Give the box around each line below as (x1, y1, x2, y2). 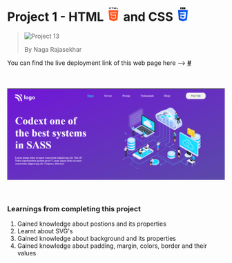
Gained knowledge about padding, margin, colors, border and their (17, 242, 207, 250)
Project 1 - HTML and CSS (7, 9, 174, 25)
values (17, 249, 37, 257)
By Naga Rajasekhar (23, 45, 82, 53)
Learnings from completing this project (7, 204, 142, 213)
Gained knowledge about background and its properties (17, 234, 176, 242)
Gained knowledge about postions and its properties (17, 220, 167, 228)
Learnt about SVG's (17, 226, 73, 235)
